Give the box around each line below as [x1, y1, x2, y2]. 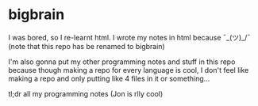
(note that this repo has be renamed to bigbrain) [8, 41, 165, 51]
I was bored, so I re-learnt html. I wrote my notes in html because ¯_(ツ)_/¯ [8, 32, 251, 42]
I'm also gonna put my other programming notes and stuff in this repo [8, 57, 236, 66]
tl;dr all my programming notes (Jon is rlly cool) [8, 89, 164, 98]
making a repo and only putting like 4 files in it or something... [8, 74, 210, 83]
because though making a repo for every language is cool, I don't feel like [8, 65, 249, 74]
